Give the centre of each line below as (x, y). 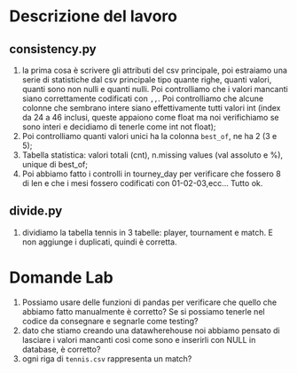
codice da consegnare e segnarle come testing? (110, 321)
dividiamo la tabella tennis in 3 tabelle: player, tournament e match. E (147, 232)
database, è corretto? (61, 349)
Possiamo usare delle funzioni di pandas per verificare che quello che (149, 302)
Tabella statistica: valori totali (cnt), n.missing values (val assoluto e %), (152, 155)
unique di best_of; (55, 164)
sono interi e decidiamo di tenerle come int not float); (119, 127)
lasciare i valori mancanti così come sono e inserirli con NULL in (139, 339)
